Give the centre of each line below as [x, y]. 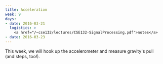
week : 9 [13, 14]
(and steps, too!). [23, 56]
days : [11, 19]
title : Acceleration [26, 10]
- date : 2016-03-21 [25, 23]
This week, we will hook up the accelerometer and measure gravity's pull [80, 51]
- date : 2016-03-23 [25, 37]
